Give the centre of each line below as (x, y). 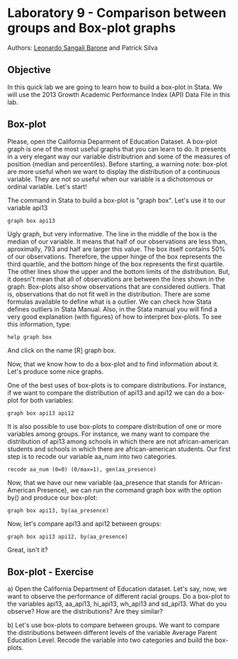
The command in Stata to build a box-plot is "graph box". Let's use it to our (117, 200)
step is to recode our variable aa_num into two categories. (92, 456)
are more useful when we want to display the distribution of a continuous (114, 171)
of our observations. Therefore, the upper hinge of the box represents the (115, 256)
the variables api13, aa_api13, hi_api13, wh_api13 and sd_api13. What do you (117, 604)
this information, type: (40, 324)
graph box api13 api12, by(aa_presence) (68, 537)
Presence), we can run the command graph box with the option (129, 490)
